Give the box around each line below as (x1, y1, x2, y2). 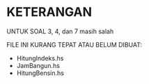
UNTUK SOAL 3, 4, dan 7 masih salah (6, 27, 114, 35)
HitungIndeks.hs (16, 53, 64, 62)
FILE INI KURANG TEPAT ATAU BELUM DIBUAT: (6, 40, 143, 49)
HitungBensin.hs (16, 69, 64, 77)
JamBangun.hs (16, 61, 61, 69)
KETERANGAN (6, 4, 92, 20)
